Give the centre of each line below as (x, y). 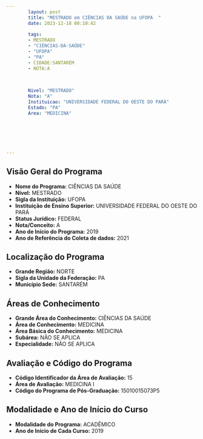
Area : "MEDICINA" (50, 113)
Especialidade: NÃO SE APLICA (55, 344)
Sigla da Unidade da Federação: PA (60, 278)
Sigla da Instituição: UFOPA (50, 199)
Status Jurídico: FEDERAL (48, 219)
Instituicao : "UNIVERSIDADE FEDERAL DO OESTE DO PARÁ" (99, 102)
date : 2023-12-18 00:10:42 (62, 23)
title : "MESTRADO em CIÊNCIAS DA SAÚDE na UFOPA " (95, 18)
